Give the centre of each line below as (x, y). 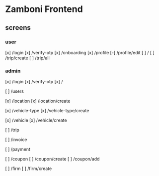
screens (18, 28)
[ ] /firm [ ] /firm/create (29, 169)
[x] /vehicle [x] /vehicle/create (36, 120)
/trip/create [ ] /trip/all (27, 58)
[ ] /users (14, 91)
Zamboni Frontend (44, 9)
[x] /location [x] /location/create (38, 101)
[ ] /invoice (16, 140)
